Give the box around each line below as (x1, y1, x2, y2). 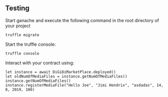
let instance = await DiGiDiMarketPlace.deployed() (5, 69, 116, 74)
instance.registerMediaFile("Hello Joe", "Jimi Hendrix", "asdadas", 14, (5, 82, 164, 87)
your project (5, 23, 31, 29)
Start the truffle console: (5, 41, 56, 47)
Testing (5, 4, 30, 13)
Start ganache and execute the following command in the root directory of (5, 17, 159, 23)
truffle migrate (5, 32, 39, 37)
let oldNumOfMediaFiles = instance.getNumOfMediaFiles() (5, 74, 128, 79)
